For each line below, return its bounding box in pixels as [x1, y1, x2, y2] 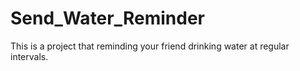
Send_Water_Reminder [10, 7, 205, 30]
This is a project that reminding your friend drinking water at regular [10, 40, 290, 52]
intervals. [10, 50, 49, 62]
